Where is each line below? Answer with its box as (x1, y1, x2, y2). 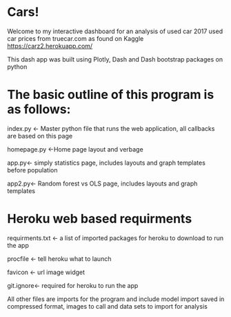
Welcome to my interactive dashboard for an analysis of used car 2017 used (7, 27, 223, 35)
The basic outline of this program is (7, 87, 214, 102)
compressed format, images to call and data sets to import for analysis (7, 302, 208, 310)
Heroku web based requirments (7, 211, 192, 227)
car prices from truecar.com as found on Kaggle (7, 34, 144, 42)
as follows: (7, 102, 71, 118)
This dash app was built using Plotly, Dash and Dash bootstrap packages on (7, 55, 223, 63)
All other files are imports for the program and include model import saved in (7, 295, 225, 303)
